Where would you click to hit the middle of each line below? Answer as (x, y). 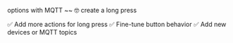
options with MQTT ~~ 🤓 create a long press (72, 10)
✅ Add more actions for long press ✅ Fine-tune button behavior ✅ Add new (117, 24)
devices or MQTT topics (42, 32)
